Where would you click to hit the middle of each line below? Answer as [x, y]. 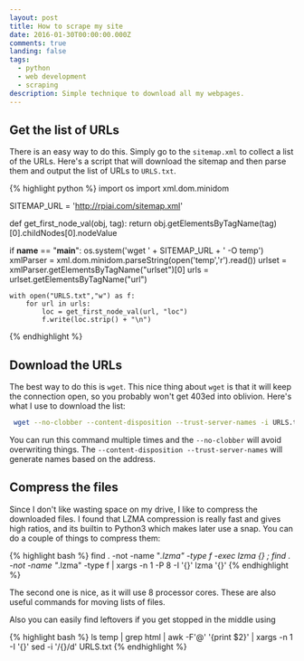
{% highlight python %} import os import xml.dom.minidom [119, 189]
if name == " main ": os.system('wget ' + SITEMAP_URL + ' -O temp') [137, 250]
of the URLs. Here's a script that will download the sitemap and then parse [148, 161]
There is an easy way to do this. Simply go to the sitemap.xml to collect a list [152, 152]
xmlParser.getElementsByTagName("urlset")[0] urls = [109, 270]
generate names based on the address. [82, 459]
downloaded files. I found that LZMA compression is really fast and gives [145, 519]
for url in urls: [58, 304]
